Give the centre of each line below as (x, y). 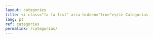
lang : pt (14, 19)
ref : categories (22, 24)
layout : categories (26, 10)
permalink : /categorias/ (31, 29)
